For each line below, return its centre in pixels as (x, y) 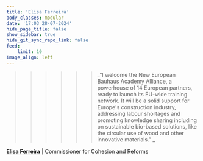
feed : (13, 46)
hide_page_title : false (37, 29)
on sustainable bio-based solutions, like (147, 126)
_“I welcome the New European (136, 74)
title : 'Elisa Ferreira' (38, 12)
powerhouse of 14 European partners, (145, 88)
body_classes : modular (35, 18)
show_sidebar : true (31, 35)
